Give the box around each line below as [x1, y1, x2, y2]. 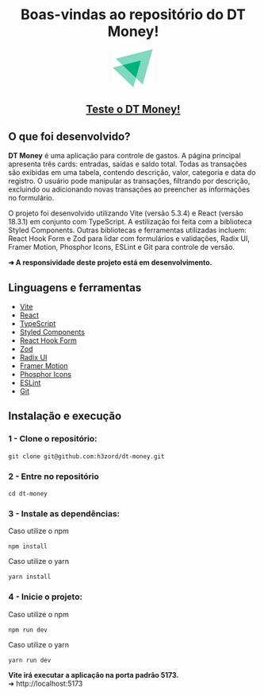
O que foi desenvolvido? [8, 130, 131, 143]
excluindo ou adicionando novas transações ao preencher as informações [8, 185, 251, 194]
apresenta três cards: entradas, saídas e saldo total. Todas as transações [8, 159, 247, 169]
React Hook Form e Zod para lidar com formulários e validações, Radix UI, [8, 234, 250, 243]
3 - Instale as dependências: [8, 507, 121, 519]
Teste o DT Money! [86, 103, 181, 116]
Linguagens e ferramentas [8, 281, 142, 294]
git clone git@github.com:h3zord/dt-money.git [8, 452, 165, 461]
